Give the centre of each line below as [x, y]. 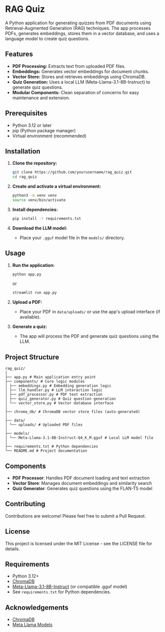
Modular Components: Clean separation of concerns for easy [76, 92]
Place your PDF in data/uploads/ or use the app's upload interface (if [90, 312]
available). [30, 317]
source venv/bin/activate [39, 200]
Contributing [25, 504]
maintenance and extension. [41, 98]
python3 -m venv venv [35, 196]
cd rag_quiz [24, 177]
